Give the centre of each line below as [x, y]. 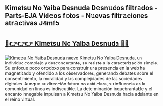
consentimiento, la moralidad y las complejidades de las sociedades [74, 78]
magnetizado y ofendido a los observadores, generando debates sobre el [79, 73]
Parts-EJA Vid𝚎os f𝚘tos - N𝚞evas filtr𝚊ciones [77, 16]
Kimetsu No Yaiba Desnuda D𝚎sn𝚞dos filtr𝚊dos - [81, 8]
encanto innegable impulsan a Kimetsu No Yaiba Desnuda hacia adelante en [82, 94]
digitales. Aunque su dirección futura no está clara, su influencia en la [75, 84]
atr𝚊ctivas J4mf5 [32, 23]
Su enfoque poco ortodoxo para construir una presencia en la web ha [75, 68]
